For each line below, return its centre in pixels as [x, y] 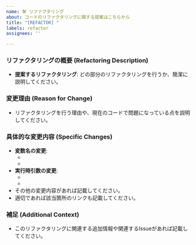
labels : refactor [27, 28]
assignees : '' [24, 34]
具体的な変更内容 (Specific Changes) [59, 136]
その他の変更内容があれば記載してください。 [69, 191]
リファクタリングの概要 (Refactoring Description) [77, 61]
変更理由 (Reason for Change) [49, 99]
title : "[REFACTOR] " [33, 22]
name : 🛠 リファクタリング [35, 12]
